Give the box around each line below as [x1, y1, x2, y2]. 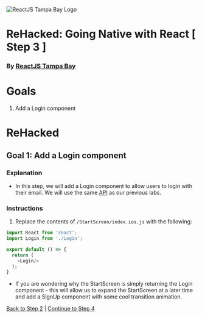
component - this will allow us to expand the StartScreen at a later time [15, 287, 193, 294]
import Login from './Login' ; [6, 236, 83, 242]
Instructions [6, 204, 44, 212]
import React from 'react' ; [6, 229, 78, 236]
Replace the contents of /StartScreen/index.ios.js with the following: [15, 218, 192, 225]
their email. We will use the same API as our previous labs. [15, 189, 161, 196]
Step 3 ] [6, 40, 47, 54]
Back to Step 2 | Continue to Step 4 [6, 305, 96, 313]
